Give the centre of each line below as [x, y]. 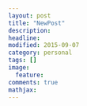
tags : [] [23, 61]
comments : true [33, 82]
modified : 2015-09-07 [44, 45]
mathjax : [23, 90]
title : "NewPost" [37, 23]
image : [19, 68]
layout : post [30, 16]
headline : [25, 38]
